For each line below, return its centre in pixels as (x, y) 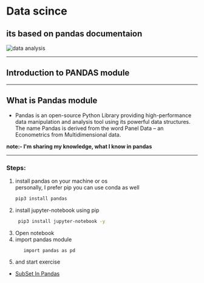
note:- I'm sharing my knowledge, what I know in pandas (79, 146)
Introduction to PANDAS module (68, 73)
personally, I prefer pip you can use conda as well (77, 187)
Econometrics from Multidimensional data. (68, 134)
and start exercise (38, 262)
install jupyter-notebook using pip (57, 210)
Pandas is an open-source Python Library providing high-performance (103, 115)
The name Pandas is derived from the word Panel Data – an (89, 128)
